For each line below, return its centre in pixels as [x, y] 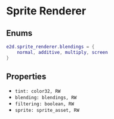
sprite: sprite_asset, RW [47, 111]
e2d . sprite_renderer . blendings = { [50, 47]
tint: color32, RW [38, 91]
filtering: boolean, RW [44, 104]
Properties [26, 77]
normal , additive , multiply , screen [63, 52]
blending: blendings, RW [46, 98]
